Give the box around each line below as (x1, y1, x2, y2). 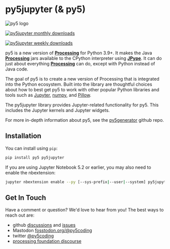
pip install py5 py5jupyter (5, 155, 65, 160)
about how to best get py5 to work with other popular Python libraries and (5, 86, 159, 92)
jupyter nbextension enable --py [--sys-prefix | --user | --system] (5, 179, 146, 185)
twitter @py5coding (12, 233, 54, 239)
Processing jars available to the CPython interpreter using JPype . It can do (5, 55, 162, 61)
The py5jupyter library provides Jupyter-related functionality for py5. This (5, 101, 159, 108)
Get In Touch (5, 193, 47, 202)
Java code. (5, 66, 29, 72)
